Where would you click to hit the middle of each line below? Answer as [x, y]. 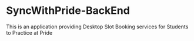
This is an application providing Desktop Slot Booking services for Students [97, 27]
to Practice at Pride [29, 32]
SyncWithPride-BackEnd [68, 11]
